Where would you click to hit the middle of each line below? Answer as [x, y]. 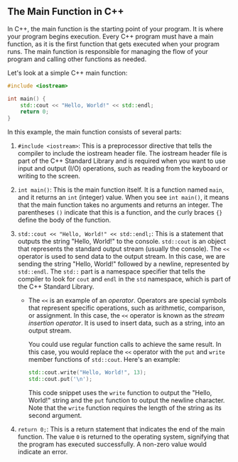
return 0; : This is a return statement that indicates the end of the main [121, 429]
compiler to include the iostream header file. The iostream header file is [122, 154]
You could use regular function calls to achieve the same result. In [125, 345]
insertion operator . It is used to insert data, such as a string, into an [126, 323]
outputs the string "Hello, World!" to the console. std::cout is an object [121, 242]
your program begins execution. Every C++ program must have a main [110, 36]
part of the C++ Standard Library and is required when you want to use [121, 161]
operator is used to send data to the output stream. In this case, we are [121, 257]
